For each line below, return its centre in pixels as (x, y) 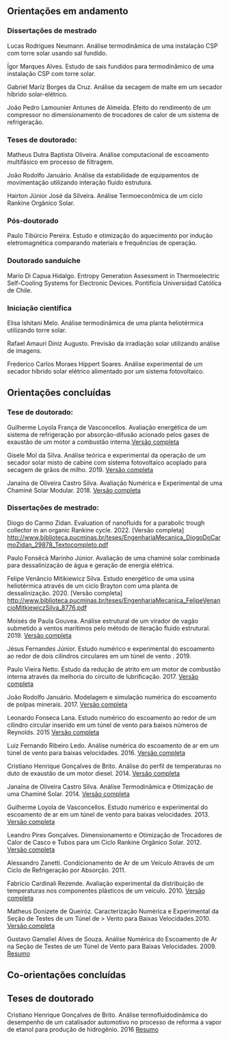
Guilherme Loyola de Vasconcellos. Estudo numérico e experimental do (108, 807)
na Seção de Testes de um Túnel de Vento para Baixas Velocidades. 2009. (112, 946)
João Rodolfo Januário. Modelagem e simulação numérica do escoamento (112, 697)
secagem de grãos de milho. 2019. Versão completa (80, 469)
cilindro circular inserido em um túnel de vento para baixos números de (107, 725)
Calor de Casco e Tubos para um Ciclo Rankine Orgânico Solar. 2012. (105, 842)
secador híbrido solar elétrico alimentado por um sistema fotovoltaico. (106, 371)
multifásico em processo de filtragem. (60, 162)
